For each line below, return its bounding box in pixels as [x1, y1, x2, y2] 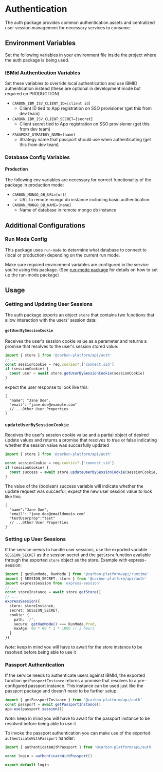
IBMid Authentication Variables [5, 69, 81, 76]
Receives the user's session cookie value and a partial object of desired [5, 432, 149, 438]
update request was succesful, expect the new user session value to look [5, 488, 152, 494]
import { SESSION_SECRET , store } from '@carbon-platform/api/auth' [5, 576, 147, 581]
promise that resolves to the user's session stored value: [5, 343, 119, 349]
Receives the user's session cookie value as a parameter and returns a [5, 338, 147, 344]
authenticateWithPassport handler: [5, 735, 75, 741]
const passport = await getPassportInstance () [5, 702, 101, 707]
